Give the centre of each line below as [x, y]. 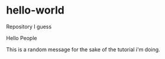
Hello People [22, 38]
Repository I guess [29, 27]
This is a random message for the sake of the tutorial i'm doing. [83, 49]
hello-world [35, 10]
